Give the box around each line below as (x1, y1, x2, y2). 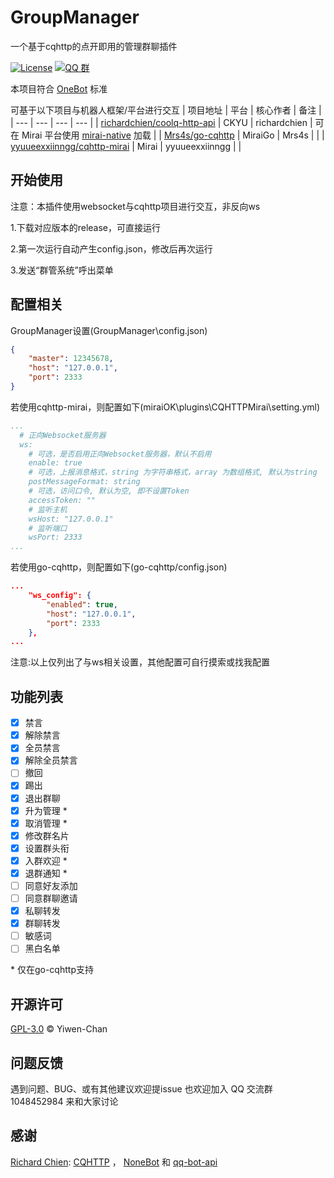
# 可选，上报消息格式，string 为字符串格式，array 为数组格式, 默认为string (28, 467, 318, 478)
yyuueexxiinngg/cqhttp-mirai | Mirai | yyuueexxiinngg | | (10, 140, 242, 152)
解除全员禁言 (24, 754, 78, 766)
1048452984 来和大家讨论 (10, 1095, 119, 1107)
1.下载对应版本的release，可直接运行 (10, 221, 162, 233)
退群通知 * (24, 867, 68, 879)
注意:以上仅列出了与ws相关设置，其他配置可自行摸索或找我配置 (10, 656, 270, 668)
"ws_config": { (28, 591, 92, 601)
